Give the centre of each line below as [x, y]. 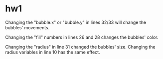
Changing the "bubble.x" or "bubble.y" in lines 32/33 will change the [76, 22]
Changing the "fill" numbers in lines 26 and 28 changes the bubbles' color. [82, 37]
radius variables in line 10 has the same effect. [53, 52]
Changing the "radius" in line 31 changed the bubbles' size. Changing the [80, 47]
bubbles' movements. [27, 27]
